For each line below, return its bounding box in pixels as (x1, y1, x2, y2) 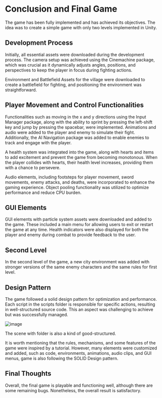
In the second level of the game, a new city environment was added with (5, 259, 150, 265)
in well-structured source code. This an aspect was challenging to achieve (5, 307, 153, 312)
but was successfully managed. (5, 312, 69, 317)
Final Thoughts (5, 369, 52, 378)
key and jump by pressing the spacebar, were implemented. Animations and (5, 124, 156, 130)
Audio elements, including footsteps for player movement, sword (5, 174, 134, 180)
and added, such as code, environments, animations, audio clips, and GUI (5, 350, 152, 356)
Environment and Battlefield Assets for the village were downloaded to (5, 76, 145, 82)
